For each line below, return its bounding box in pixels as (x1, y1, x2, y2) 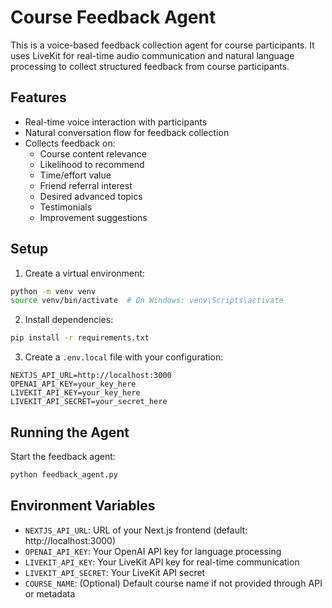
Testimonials (39, 201, 93, 213)
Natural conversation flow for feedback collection (24, 126, 230, 138)
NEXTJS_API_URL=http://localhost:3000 (10, 371, 172, 381)
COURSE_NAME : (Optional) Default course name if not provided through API (24, 577, 323, 589)
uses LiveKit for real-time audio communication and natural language (10, 49, 295, 61)
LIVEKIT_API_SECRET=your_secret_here (10, 397, 168, 407)
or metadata (24, 587, 76, 600)
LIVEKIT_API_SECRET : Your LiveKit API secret (24, 566, 206, 578)
